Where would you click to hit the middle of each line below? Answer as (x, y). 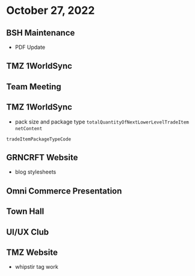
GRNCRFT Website (42, 157)
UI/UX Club (28, 232)
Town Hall (25, 212)
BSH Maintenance (41, 33)
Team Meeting (34, 86)
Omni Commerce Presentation (64, 191)
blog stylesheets (36, 172)
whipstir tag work (36, 267)
